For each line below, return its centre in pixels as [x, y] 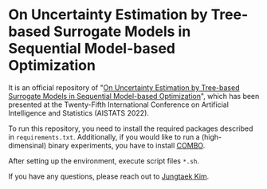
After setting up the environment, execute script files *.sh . [104, 160]
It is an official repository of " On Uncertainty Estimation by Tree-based [124, 87]
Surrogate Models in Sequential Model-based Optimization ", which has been [134, 96]
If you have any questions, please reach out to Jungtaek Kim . [109, 176]
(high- [212, 136]
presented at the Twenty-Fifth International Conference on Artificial [119, 104]
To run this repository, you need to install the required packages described [131, 128]
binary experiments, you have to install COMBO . [127, 145]
